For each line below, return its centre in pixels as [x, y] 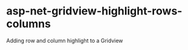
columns [29, 24]
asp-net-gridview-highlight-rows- [94, 11]
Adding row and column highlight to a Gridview [65, 40]
